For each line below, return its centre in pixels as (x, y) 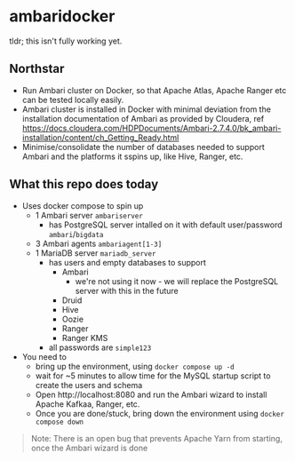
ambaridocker (62, 16)
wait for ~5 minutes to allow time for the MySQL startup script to (153, 376)
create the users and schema (89, 385)
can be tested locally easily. (73, 99)
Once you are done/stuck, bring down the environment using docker (159, 413)
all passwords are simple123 (100, 347)
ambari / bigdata (76, 234)
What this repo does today (84, 184)
